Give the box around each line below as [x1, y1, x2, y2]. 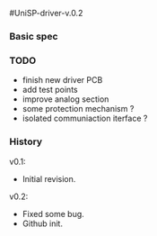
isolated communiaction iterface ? [22, 113, 148, 124]
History [9, 135, 43, 148]
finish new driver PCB [22, 75, 103, 86]
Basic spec [9, 30, 58, 42]
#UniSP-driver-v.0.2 [9, 8, 83, 18]
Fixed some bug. [22, 208, 85, 219]
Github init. [22, 218, 63, 229]
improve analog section [22, 94, 109, 104]
